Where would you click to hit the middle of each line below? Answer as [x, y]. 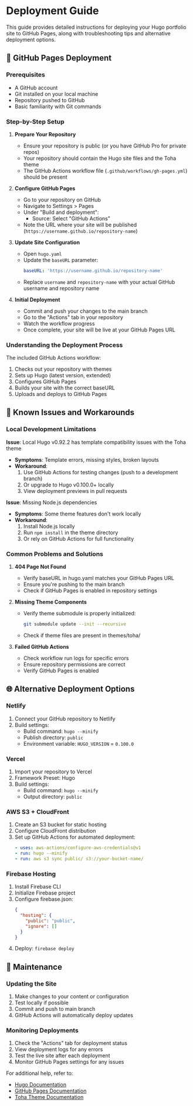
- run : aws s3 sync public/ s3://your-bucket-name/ [79, 859]
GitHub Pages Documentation [50, 1091]
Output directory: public [53, 796]
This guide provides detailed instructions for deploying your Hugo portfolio [96, 27]
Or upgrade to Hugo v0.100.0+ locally [69, 485]
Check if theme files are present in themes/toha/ [82, 635]
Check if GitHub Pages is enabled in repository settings [90, 591]
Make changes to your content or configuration [72, 997]
